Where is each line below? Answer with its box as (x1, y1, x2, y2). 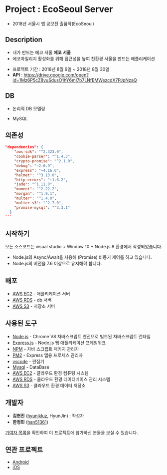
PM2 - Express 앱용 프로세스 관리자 (12, 352, 83, 358)
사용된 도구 (5, 319, 37, 328)
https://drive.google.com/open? (23, 71, 89, 78)
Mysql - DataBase (12, 364, 50, 370)
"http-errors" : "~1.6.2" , (14, 177, 68, 182)
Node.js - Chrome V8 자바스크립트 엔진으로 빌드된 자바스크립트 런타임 (12, 333, 151, 339)
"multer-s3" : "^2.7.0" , (14, 200, 64, 205)
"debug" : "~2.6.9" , (14, 163, 55, 168)
